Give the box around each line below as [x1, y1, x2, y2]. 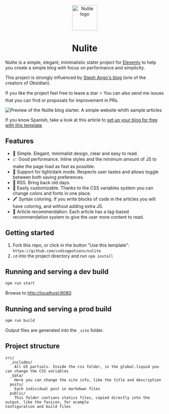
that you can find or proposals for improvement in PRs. [5, 97, 119, 103]
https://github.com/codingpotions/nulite [12, 248, 101, 254]
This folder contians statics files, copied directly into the [14, 395, 150, 400]
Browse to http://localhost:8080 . [5, 290, 73, 296]
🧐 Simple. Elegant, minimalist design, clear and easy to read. [12, 150, 138, 156]
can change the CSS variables [5, 368, 69, 374]
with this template [5, 122, 42, 128]
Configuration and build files [5, 404, 71, 409]
